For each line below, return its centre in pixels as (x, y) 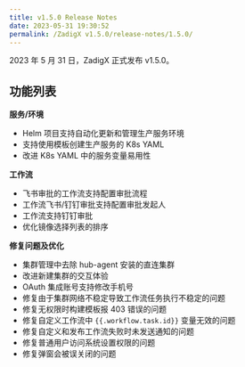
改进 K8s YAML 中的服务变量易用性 (86, 156)
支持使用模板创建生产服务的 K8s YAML (93, 144)
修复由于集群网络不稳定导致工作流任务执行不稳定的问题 (123, 298)
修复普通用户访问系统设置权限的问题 (89, 343)
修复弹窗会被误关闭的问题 (69, 354)
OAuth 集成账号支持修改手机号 (78, 287)
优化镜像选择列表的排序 (65, 227)
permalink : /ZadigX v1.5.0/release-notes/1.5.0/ (101, 34)
